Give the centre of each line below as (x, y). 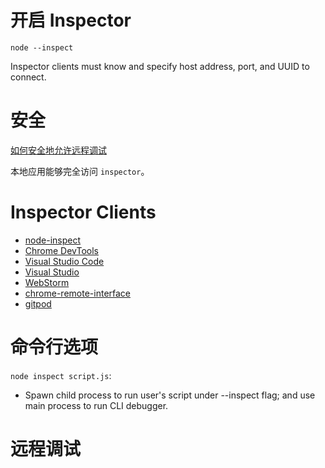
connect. (28, 77)
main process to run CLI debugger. (96, 405)
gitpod (38, 303)
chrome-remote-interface (78, 293)
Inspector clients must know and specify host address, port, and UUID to (160, 66)
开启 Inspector (71, 20)
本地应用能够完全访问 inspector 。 (80, 171)
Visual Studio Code (64, 261)
